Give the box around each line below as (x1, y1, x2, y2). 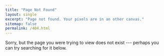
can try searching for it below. (5, 45, 67, 51)
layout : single (5, 12, 37, 17)
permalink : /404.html (5, 26, 50, 31)
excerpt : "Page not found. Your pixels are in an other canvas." (5, 16, 144, 21)
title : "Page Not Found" (5, 7, 57, 12)
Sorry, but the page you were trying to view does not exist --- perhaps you (5, 39, 159, 45)
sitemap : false (5, 21, 37, 26)
